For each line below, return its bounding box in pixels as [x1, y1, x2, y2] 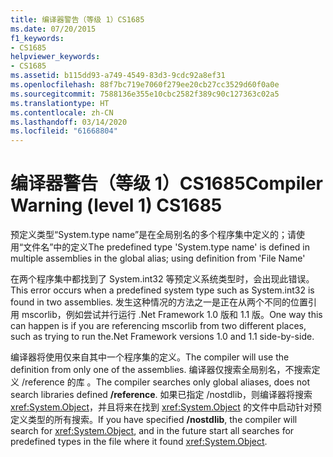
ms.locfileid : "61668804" [10, 126, 118, 136]
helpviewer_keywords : [10, 52, 101, 62]
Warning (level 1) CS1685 [10, 194, 223, 217]
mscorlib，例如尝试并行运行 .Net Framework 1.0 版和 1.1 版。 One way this [21, 309, 323, 321]
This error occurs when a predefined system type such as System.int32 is [10, 284, 315, 296]
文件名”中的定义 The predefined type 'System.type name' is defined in [23, 241, 311, 253]
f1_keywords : [10, 33, 65, 43]
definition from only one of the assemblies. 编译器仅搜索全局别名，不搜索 [10, 364, 312, 376]
